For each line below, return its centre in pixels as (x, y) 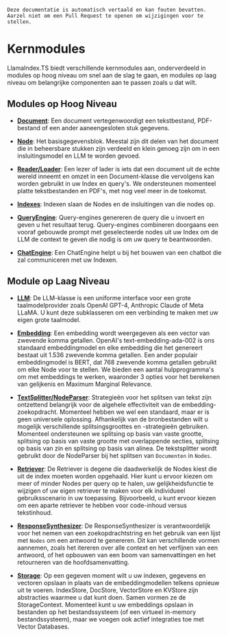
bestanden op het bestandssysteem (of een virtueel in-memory (106, 612)
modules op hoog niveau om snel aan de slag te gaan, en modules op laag (112, 75)
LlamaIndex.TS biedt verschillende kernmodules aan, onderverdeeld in (107, 68)
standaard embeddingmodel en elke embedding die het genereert (110, 347)
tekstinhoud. (35, 512)
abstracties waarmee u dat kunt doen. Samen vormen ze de (101, 597)
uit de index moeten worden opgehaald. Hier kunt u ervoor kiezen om (115, 476)
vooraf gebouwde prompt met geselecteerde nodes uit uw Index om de (117, 232)
